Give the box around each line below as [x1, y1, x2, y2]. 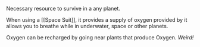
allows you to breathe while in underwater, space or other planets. [6, 23, 168, 29]
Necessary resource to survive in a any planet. [6, 5, 121, 12]
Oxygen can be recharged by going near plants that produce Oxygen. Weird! [6, 34, 194, 41]
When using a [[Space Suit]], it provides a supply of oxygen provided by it [6, 16, 187, 23]
